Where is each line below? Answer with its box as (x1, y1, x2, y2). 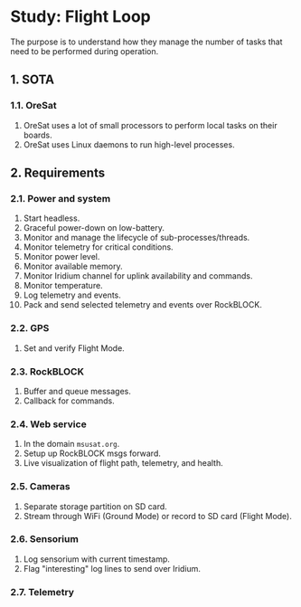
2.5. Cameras (10, 480, 71, 493)
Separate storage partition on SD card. (23, 500, 168, 512)
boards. (23, 129, 52, 140)
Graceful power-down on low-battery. (23, 223, 165, 233)
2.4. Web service (10, 418, 87, 431)
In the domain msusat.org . (23, 439, 120, 450)
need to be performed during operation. (10, 45, 159, 56)
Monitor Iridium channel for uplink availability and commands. (23, 270, 253, 281)
